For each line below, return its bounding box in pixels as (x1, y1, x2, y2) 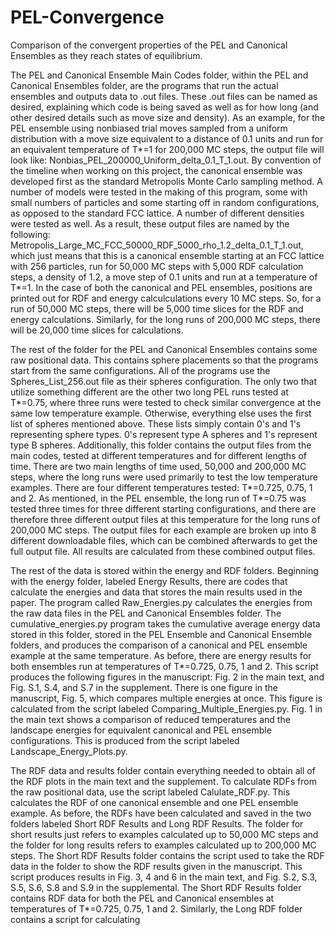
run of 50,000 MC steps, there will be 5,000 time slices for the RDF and (10, 302, 304, 315)
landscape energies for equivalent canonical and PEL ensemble (10, 724, 272, 736)
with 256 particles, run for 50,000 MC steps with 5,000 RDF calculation (10, 260, 304, 272)
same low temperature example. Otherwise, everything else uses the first (10, 407, 312, 419)
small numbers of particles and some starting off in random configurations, (10, 196, 320, 208)
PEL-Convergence (10, 6, 165, 29)
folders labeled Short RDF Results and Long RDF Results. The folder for (10, 817, 304, 830)
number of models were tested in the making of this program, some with (10, 186, 308, 198)
